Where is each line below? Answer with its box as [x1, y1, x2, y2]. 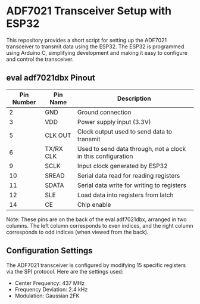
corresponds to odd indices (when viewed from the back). [6, 228, 149, 235]
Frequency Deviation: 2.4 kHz [14, 286, 88, 293]
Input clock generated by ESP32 [77, 162, 168, 170]
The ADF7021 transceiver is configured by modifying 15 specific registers [6, 261, 186, 269]
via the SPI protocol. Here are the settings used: [6, 268, 124, 275]
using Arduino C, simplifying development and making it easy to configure [6, 49, 187, 56]
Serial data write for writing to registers [77, 181, 186, 189]
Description [117, 94, 151, 103]
